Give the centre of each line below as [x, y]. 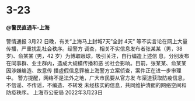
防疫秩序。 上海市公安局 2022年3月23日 [55, 93]
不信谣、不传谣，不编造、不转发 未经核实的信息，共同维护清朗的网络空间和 [96, 85]
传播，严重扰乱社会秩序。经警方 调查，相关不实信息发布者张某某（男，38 [94, 49]
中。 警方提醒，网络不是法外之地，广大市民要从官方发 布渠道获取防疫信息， [97, 78]
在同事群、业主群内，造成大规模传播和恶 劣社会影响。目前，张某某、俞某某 [96, 63]
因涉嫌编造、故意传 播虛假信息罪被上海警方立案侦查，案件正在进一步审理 [94, 71]
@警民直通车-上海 [28, 27]
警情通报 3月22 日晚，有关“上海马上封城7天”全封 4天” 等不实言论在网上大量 [97, 41]
